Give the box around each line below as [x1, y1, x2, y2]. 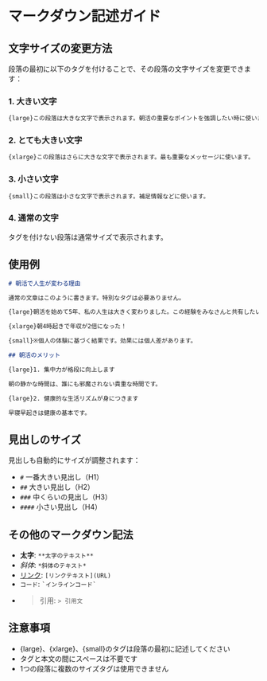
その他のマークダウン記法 [8, 527, 133, 542]
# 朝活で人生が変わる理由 [8, 280, 81, 288]
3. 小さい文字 [8, 174, 59, 185]
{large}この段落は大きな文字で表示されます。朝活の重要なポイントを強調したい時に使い [8, 115, 257, 123]
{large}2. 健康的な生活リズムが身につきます [8, 394, 139, 402]
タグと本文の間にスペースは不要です [19, 654, 138, 663]
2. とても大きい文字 [8, 135, 83, 146]
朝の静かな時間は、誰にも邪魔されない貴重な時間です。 [8, 380, 161, 388]
